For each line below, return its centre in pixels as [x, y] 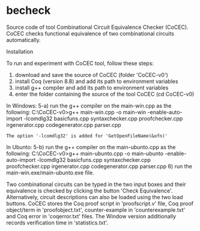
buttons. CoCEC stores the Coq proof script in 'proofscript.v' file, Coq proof [100, 203]
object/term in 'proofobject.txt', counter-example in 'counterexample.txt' [96, 210]
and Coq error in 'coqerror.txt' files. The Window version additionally [91, 216]
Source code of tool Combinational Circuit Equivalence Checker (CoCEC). [97, 27]
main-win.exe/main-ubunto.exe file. [50, 173]
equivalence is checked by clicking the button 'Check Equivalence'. [89, 191]
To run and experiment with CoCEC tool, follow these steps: [80, 63]
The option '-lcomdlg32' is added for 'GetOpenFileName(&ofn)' [87, 136]
